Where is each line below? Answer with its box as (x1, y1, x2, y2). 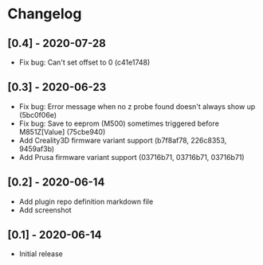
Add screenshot (18, 205, 73, 215)
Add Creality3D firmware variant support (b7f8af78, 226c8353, (18, 135, 227, 145)
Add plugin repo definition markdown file (18, 197, 154, 206)
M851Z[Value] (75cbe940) (18, 127, 106, 136)
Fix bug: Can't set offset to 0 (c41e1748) (18, 57, 151, 67)
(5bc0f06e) (18, 110, 57, 119)
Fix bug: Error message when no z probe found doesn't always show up (18, 101, 256, 111)
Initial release (18, 249, 63, 259)
